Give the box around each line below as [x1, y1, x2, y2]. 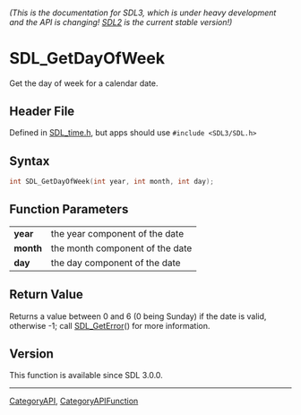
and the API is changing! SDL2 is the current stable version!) [9, 16, 233, 27]
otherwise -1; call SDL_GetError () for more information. [9, 320, 211, 331]
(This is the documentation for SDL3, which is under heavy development [9, 7, 277, 18]
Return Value [9, 287, 83, 302]
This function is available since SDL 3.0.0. [9, 370, 163, 381]
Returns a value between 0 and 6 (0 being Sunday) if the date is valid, [9, 310, 267, 322]
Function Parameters [9, 202, 129, 217]
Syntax [9, 153, 50, 169]
